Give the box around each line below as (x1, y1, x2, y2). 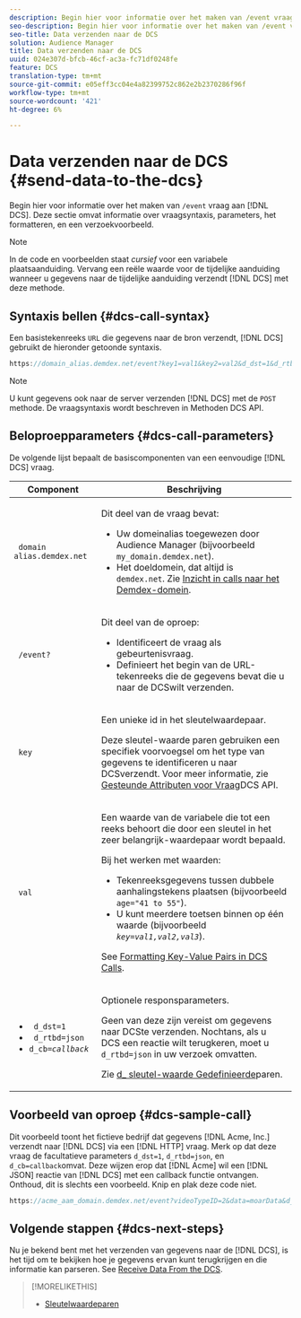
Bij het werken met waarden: (100, 853, 221, 866)
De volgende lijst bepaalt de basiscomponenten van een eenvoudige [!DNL (9, 452, 286, 463)
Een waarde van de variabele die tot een (100, 811, 271, 824)
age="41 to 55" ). (116, 896, 187, 909)
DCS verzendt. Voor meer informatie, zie (100, 767, 269, 780)
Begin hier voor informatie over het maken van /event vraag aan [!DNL (9, 200, 269, 211)
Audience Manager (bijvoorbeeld (116, 538, 255, 551)
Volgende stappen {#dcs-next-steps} (9, 1221, 225, 1236)
